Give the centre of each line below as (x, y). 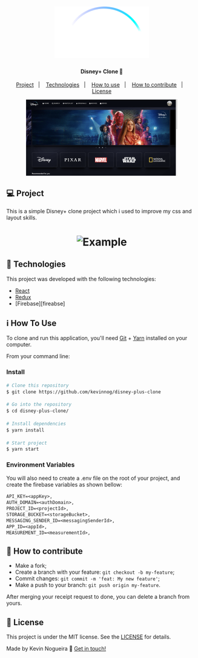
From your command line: (38, 356)
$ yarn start (23, 449)
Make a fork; (31, 566)
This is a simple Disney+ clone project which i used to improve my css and (99, 211)
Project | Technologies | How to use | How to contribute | (100, 85)
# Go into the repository (39, 405)
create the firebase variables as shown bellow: (64, 484)
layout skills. (22, 218)
